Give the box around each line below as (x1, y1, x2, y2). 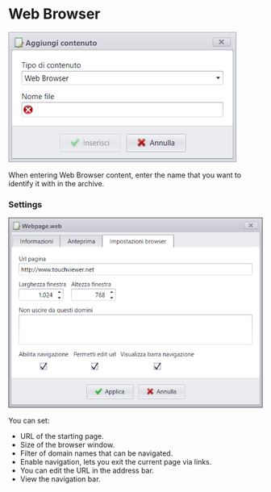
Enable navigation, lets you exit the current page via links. (19, 457, 212, 466)
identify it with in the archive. (8, 178, 105, 188)
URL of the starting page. (19, 431, 105, 440)
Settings (8, 198, 43, 210)
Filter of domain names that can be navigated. (19, 448, 173, 458)
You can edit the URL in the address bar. (19, 465, 155, 475)
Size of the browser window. (19, 440, 115, 449)
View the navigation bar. (19, 473, 101, 484)
